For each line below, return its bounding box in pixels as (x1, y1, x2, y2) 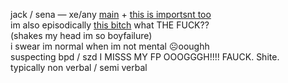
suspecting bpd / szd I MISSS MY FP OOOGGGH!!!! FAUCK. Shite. (10, 51, 280, 63)
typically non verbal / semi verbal (10, 62, 148, 73)
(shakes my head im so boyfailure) (10, 30, 153, 41)
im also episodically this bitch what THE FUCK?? (10, 19, 210, 31)
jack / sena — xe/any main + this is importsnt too (10, 9, 212, 20)
